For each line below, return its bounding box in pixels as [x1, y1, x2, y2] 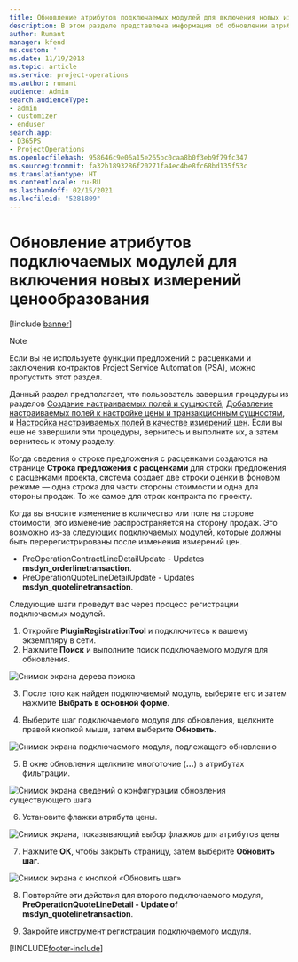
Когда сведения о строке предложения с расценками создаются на [9, 453, 268, 464]
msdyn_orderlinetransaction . [21, 562, 132, 573]
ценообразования [9, 289, 150, 309]
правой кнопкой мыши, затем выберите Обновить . [21, 723, 217, 734]
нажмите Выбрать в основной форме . [21, 697, 170, 708]
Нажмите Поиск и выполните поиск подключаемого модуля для [21, 644, 269, 654]
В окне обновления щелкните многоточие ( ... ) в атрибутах [21, 758, 245, 769]
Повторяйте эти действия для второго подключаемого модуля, [21, 889, 263, 900]
